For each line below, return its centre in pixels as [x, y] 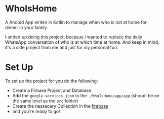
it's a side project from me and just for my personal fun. [62, 47]
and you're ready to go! [36, 111]
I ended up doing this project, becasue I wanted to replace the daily [74, 37]
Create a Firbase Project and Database [52, 90]
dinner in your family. [27, 27]
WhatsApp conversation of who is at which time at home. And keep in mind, [82, 42]
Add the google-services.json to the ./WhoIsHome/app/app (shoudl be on [86, 95]
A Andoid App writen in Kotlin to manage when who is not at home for [76, 22]
